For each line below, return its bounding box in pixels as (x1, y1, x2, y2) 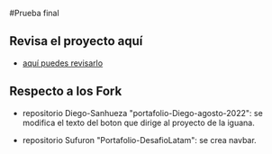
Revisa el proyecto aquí (9, 33, 143, 49)
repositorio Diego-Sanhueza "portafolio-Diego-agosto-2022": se (22, 107, 263, 118)
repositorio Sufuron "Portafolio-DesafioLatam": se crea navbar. (22, 134, 257, 145)
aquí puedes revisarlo (22, 58, 104, 68)
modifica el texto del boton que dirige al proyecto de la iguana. (22, 117, 255, 128)
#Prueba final (9, 8, 60, 18)
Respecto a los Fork (9, 84, 122, 99)
